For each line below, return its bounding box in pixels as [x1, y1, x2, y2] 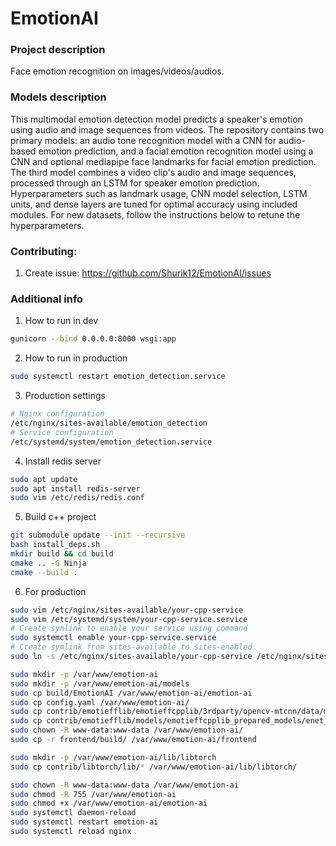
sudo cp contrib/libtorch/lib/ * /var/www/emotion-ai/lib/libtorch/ [10, 762, 298, 772]
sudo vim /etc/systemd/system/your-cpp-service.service [10, 614, 248, 624]
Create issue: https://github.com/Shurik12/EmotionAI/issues [24, 267, 272, 279]
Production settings [24, 390, 106, 402]
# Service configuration [10, 427, 114, 437]
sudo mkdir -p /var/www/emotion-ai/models [10, 678, 190, 689]
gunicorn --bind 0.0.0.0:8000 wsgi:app [10, 334, 177, 344]
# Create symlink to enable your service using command [10, 623, 248, 634]
